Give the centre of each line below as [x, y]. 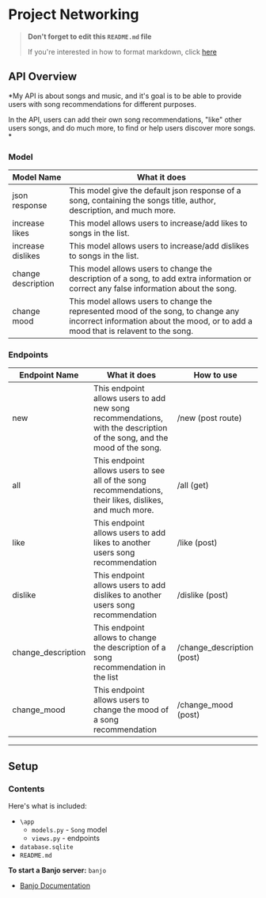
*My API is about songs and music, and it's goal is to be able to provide [125, 96]
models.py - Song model [69, 830]
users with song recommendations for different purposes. [102, 104]
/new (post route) [209, 419]
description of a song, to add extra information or [160, 278]
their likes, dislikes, [129, 500]
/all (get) [193, 486]
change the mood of [131, 710]
